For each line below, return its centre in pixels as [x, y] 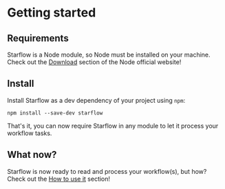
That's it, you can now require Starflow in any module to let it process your [113, 126]
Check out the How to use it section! [59, 179]
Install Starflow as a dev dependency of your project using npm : [96, 100]
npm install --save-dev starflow [55, 113]
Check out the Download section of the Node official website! [94, 62]
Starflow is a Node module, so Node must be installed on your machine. [109, 54]
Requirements [38, 38]
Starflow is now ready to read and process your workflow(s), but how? [107, 171]
